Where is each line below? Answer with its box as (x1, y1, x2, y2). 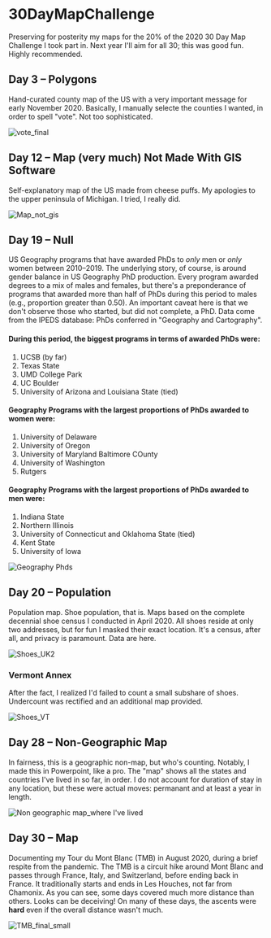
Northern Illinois (19, 520, 75, 530)
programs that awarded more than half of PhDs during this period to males (8, 290, 257, 299)
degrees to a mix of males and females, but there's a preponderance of (8, 281, 247, 290)
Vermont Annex (8, 669, 72, 680)
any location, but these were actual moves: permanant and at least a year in (8, 783, 262, 793)
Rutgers (19, 466, 47, 476)
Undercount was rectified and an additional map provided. (8, 696, 203, 706)
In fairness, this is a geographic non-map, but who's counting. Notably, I (8, 757, 250, 767)
